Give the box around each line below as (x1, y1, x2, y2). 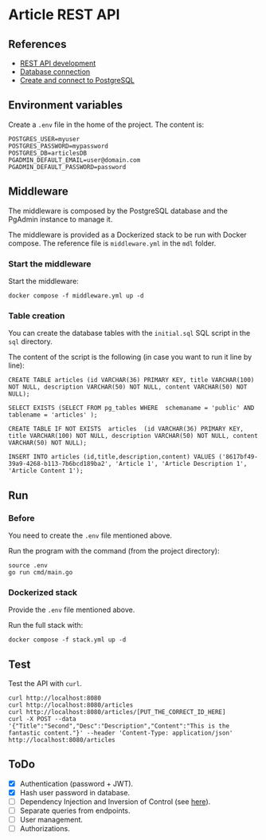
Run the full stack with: (8, 621, 84, 630)
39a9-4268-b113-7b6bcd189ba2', (8, 460, 112, 468)
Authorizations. (19, 824, 70, 834)
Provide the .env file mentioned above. (8, 605, 135, 615)
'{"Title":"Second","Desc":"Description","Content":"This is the (8, 722, 229, 731)
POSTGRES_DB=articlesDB (8, 149, 88, 157)
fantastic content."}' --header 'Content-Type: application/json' (8, 729, 233, 737)
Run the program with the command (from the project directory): (8, 546, 220, 555)
